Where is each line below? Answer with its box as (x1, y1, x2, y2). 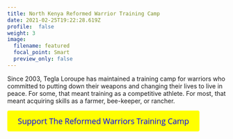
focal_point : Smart (13, 49, 70, 56)
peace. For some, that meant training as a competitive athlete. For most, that (7, 89, 226, 97)
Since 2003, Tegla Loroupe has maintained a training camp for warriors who (7, 74, 226, 83)
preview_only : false (13, 56, 73, 63)
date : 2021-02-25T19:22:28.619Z (7, 17, 101, 24)
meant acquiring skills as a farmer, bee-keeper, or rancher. (7, 97, 175, 105)
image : (7, 36, 26, 43)
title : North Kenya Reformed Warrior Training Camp (7, 10, 160, 17)
